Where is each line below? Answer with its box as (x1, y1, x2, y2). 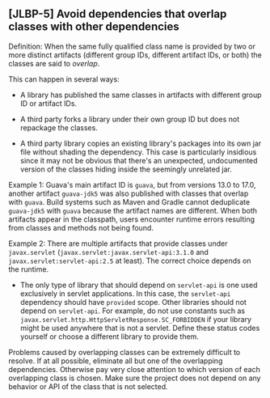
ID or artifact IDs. (19, 98, 78, 108)
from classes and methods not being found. (8, 222, 154, 232)
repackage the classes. (19, 122, 99, 133)
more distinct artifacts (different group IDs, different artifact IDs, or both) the (8, 49, 263, 60)
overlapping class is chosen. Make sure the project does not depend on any (8, 373, 261, 383)
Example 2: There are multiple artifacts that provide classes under (8, 239, 228, 248)
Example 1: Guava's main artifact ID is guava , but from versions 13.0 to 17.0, (8, 180, 256, 189)
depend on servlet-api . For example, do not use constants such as (19, 306, 245, 315)
